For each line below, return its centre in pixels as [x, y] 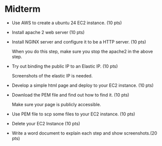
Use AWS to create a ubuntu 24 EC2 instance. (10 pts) [67, 23]
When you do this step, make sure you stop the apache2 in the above [82, 51]
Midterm [22, 9]
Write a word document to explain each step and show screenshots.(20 [84, 133]
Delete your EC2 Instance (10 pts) [46, 123]
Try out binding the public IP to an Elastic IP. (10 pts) [65, 66]
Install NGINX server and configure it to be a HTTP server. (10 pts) [79, 42]
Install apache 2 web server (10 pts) [48, 32]
